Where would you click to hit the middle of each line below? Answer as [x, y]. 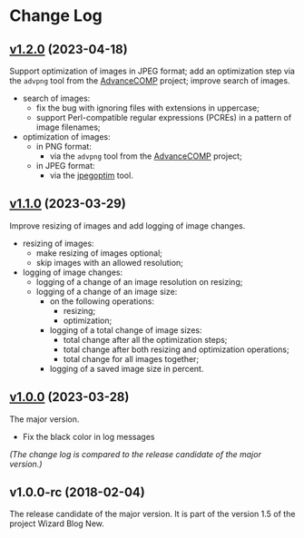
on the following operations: [102, 301]
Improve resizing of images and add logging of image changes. [127, 225]
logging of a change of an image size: [107, 291]
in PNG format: [64, 147]
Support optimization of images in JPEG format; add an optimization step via [152, 71]
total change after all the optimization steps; [145, 339]
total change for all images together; [131, 358]
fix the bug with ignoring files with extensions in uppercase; [148, 108]
